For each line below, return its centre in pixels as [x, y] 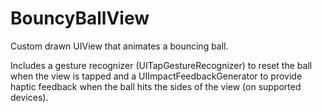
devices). [29, 97]
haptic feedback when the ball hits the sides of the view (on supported [156, 86]
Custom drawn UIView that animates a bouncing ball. [119, 46]
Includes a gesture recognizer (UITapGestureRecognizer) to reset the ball [161, 65]
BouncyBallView [80, 18]
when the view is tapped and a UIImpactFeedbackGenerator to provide [156, 76]
